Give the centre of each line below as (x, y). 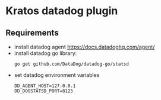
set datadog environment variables (57, 75)
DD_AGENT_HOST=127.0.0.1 (45, 86)
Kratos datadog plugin (62, 11)
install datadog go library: (45, 53)
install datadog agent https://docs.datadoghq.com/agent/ (84, 47)
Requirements (32, 33)
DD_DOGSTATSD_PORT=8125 (44, 91)
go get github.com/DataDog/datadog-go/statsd (71, 64)
